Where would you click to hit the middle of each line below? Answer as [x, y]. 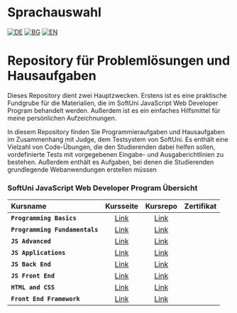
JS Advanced [31, 241]
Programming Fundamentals [55, 230]
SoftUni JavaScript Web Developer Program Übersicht [103, 187]
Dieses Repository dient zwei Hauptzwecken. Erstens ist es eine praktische [117, 95]
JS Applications [38, 253]
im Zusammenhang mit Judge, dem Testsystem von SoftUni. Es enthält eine [118, 139]
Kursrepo [161, 207]
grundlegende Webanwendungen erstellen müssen [82, 169]
